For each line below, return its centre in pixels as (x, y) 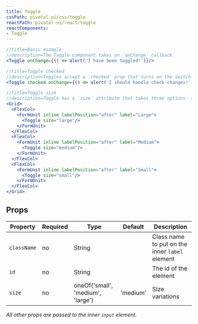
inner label (168, 251)
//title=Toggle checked (35, 71)
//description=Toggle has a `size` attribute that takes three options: (97, 99)
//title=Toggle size (32, 93)
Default (133, 227)
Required (55, 227)
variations (166, 296)
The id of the (170, 268)
